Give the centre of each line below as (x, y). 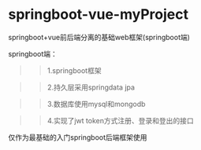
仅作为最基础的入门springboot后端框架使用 (78, 137)
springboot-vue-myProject (99, 15)
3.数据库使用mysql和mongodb (96, 104)
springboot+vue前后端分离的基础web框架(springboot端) (99, 37)
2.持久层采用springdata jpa (91, 87)
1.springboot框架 (74, 70)
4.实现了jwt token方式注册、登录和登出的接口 (121, 120)
